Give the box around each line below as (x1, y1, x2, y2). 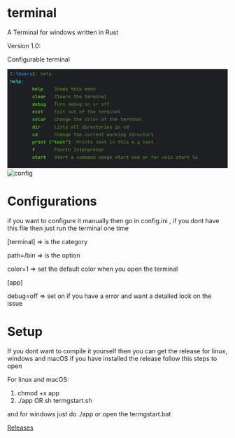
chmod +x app (17, 389, 59, 397)
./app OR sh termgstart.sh (17, 397, 92, 405)
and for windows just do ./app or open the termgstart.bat (7, 410, 171, 418)
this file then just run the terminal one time (7, 224, 129, 232)
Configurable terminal (7, 55, 70, 64)
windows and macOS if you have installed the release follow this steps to (7, 355, 218, 363)
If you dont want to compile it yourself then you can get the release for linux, (7, 347, 227, 355)
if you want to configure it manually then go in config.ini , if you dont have (7, 217, 220, 225)
